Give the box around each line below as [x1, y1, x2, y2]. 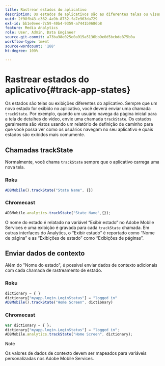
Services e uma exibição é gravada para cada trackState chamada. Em [5, 225, 150, 230]
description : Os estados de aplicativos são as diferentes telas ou [5, 12, 148, 17]
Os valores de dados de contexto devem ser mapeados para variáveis [5, 350, 147, 356]
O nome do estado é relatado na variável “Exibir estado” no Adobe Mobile [5, 219, 154, 225]
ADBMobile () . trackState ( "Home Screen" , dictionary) [5, 300, 113, 305]
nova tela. [5, 164, 25, 170]
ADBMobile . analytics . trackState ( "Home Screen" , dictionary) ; [5, 332, 133, 337]
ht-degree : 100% [5, 48, 38, 53]
